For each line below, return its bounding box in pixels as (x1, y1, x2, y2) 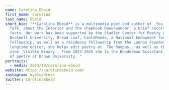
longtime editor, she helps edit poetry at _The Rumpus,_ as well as (10, 44, 158, 49)
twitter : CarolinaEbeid (5, 77, 55, 82)
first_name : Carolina (5, 12, 51, 17)
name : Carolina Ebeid (5, 7, 51, 12)
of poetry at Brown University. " (10, 53, 82, 59)
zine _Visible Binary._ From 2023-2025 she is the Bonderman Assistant (10, 49, 163, 54)
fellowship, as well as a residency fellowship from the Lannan (10, 40, 147, 45)
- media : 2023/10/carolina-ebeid (10, 63, 80, 68)
